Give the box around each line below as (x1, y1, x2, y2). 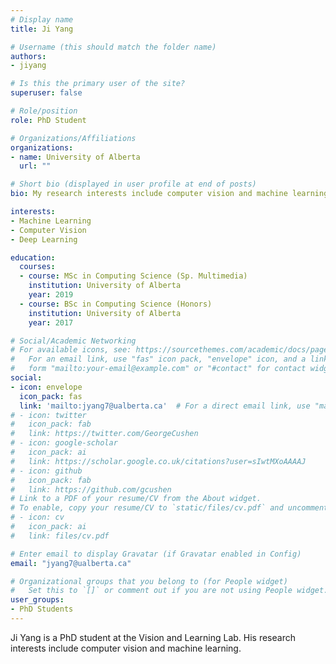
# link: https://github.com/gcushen (10, 484, 172, 495)
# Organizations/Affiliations (10, 133, 137, 143)
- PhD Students (10, 604, 74, 615)
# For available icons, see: (10, 345, 132, 355)
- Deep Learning (10, 234, 78, 245)
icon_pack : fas (19, 391, 83, 401)
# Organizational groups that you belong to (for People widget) (10, 576, 288, 586)
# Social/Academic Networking (10, 336, 137, 346)
